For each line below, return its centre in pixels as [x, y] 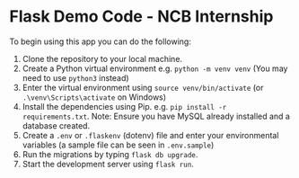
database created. [56, 125]
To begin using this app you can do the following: [100, 41]
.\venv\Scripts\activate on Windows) [94, 97]
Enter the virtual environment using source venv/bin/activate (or [143, 87]
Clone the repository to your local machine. [102, 58]
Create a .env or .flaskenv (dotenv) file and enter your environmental [150, 135]
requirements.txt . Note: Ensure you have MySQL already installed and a [156, 116]
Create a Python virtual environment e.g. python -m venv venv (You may [155, 68]
